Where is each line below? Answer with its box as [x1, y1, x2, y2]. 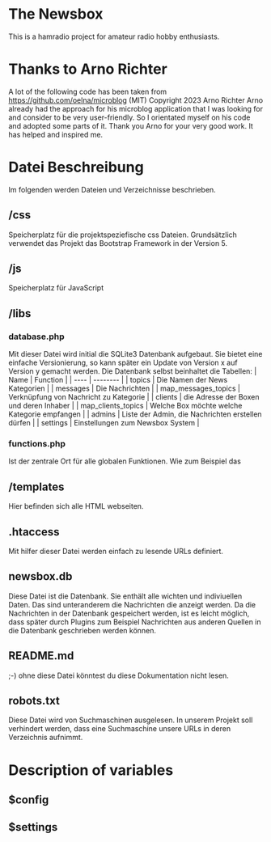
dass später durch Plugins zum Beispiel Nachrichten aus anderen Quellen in [8, 616, 261, 627]
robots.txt [8, 694, 61, 708]
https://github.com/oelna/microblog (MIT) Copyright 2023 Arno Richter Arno [8, 95, 264, 105]
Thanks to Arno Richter [8, 60, 167, 78]
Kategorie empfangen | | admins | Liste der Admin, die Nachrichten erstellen [8, 409, 262, 419]
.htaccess [8, 525, 60, 539]
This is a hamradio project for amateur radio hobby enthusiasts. [8, 32, 220, 41]
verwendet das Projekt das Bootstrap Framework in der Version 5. [8, 238, 228, 248]
